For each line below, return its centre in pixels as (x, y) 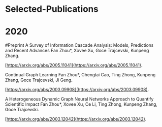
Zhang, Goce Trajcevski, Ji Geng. (39, 80)
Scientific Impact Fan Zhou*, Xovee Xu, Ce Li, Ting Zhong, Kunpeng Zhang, (81, 104)
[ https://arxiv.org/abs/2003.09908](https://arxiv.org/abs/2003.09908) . (77, 90)
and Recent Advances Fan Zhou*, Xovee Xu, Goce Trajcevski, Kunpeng (77, 51)
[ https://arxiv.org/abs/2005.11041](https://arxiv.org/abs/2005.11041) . (74, 65)
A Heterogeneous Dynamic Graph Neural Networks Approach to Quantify (79, 99)
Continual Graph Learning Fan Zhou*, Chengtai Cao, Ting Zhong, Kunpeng (81, 75)
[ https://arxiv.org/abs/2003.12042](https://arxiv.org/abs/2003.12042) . (76, 119)
